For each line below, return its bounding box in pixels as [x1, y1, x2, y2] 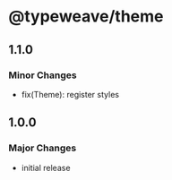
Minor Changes [8, 69, 77, 81]
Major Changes [8, 141, 77, 154]
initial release [21, 162, 71, 173]
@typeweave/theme [8, 6, 164, 27]
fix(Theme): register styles [21, 89, 120, 99]
